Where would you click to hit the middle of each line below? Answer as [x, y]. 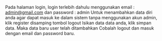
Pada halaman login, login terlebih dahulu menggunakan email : [70, 7]
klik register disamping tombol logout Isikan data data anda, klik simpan [78, 23]
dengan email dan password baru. [40, 33]
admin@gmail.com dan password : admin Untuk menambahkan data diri [79, 12]
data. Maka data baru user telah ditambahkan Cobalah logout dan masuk [80, 28]
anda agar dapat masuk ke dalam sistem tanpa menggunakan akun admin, [81, 18]
